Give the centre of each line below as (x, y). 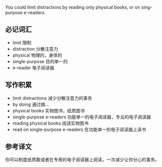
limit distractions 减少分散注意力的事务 (52, 98)
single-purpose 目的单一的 (40, 61)
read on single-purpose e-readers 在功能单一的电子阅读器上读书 (79, 129)
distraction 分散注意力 (35, 49)
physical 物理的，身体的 (37, 55)
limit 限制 (22, 43)
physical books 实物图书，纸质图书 (49, 110)
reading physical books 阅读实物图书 (51, 123)
